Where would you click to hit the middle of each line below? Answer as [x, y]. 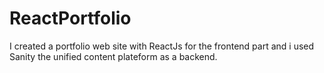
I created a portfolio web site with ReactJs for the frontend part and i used [162, 46]
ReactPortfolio [70, 18]
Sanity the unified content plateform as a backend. [113, 56]
